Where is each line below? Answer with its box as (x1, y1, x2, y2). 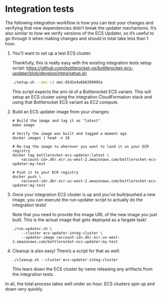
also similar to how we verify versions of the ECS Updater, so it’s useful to (5, 30, 154, 36)
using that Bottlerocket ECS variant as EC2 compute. (12, 99, 119, 105)
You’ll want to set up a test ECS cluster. (12, 50, 92, 56)
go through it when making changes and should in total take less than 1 (5, 35, 149, 41)
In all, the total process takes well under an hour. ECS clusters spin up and (5, 281, 155, 287)
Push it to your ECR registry (17, 170, 79, 175)
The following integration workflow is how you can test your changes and (5, 20, 154, 26)
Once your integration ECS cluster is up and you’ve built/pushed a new (12, 191, 156, 198)
